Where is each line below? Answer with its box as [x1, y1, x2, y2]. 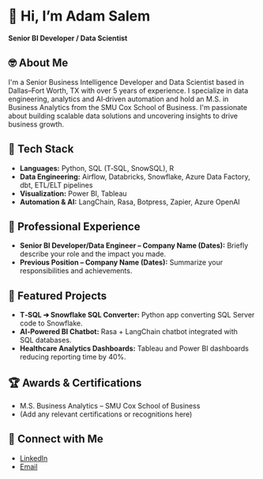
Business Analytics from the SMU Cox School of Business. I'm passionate [8, 102, 247, 112]
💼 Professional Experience [8, 219, 141, 233]
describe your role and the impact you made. [19, 249, 167, 259]
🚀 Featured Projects [8, 289, 107, 302]
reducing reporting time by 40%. [19, 352, 126, 362]
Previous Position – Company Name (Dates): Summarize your [19, 257, 224, 268]
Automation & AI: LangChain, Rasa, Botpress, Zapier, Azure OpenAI [19, 197, 241, 207]
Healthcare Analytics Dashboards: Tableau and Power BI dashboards [19, 344, 249, 353]
